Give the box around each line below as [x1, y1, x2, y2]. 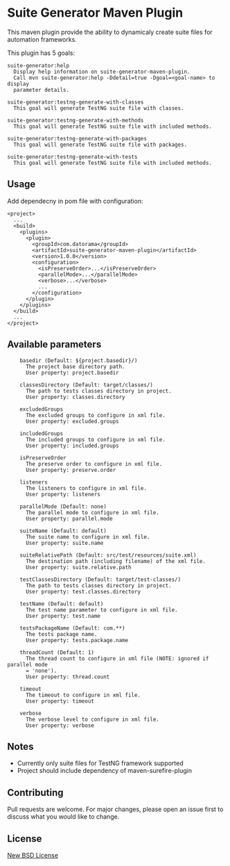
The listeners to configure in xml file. [25, 484, 148, 491]
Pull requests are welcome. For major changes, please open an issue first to [7, 805, 224, 814]
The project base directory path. [25, 363, 126, 370]
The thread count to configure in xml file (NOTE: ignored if [25, 655, 209, 662]
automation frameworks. [7, 35, 78, 43]
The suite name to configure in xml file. [25, 533, 150, 540]
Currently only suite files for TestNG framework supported [17, 759, 184, 767]
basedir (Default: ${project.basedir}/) [19, 357, 138, 364]
